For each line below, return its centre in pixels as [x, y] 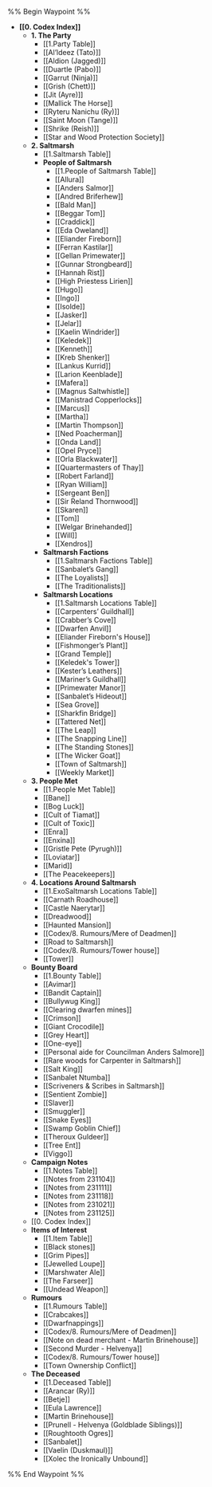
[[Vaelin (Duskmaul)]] [78, 1450]
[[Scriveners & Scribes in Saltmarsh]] [104, 1086]
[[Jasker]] [71, 315]
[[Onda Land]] [78, 442]
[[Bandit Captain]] [72, 993]
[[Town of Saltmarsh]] [90, 764]
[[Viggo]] [58, 1154]
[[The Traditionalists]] [90, 586]
